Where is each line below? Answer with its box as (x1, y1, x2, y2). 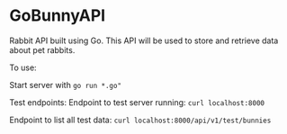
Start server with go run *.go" (9, 79, 122, 90)
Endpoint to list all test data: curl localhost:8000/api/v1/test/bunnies (9, 114, 272, 125)
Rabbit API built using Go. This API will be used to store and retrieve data (9, 35, 279, 46)
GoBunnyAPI (9, 5, 106, 26)
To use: (9, 62, 38, 73)
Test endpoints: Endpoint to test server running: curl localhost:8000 (9, 96, 265, 108)
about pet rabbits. (9, 44, 76, 55)
